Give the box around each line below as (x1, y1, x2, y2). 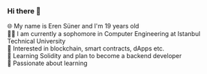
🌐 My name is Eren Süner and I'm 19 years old (7, 22, 140, 30)
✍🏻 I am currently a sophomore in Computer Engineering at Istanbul (7, 30, 201, 38)
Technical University (7, 37, 66, 46)
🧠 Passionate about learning (7, 59, 88, 68)
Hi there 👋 (7, 6, 42, 16)
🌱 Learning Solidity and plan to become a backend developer (7, 52, 182, 60)
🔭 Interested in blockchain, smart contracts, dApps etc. (7, 44, 165, 53)
